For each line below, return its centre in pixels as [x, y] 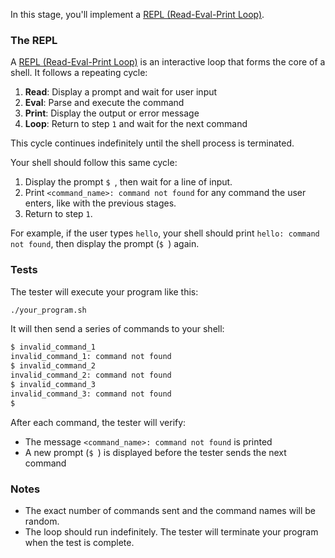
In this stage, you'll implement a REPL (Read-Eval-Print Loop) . [137, 14]
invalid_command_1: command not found [91, 357]
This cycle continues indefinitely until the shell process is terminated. [152, 143]
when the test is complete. [79, 542]
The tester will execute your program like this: [104, 291]
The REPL [34, 40]
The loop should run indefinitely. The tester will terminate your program [171, 531]
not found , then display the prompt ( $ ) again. [105, 244]
